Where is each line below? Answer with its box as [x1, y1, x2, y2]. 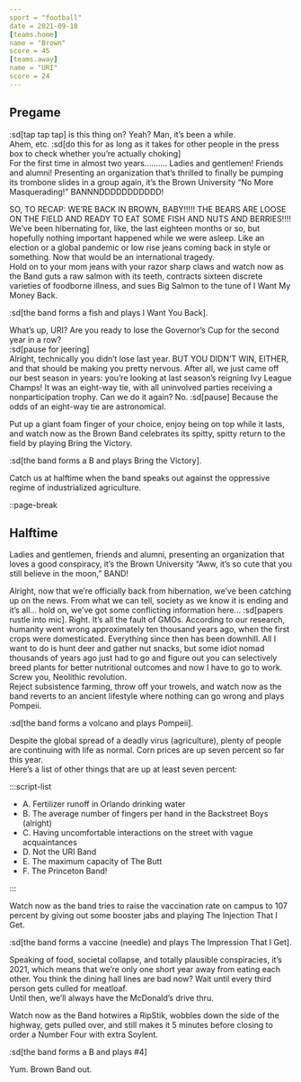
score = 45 [9, 47, 50, 56]
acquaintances [22, 837, 78, 848]
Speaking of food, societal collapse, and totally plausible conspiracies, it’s [9, 954, 283, 965]
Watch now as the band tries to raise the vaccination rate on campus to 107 [9, 900, 288, 911]
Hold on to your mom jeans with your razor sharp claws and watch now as [9, 261, 285, 272]
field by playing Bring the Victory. [9, 437, 133, 448]
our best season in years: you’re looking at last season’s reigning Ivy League [9, 372, 292, 383]
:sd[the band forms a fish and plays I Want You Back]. [9, 307, 208, 317]
